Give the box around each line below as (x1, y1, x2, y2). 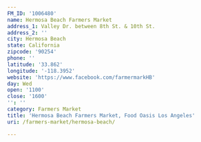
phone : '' (7, 55, 36, 62)
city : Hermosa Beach (7, 36, 67, 43)
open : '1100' (7, 86, 45, 93)
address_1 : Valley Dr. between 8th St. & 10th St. (7, 23, 156, 29)
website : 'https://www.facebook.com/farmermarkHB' (7, 73, 156, 81)
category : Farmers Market (7, 106, 81, 113)
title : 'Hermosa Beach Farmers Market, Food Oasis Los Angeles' (7, 112, 195, 119)
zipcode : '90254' (7, 49, 57, 56)
